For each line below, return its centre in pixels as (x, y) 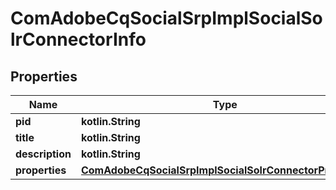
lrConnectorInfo (78, 39)
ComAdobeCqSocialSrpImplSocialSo (166, 18)
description (43, 154)
